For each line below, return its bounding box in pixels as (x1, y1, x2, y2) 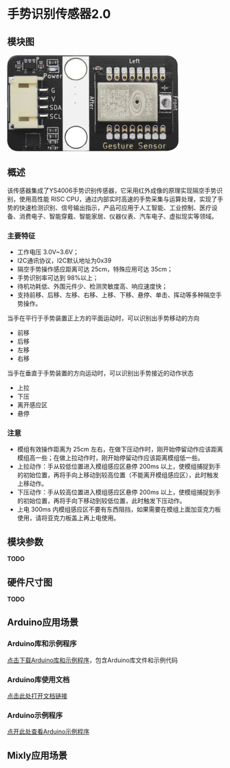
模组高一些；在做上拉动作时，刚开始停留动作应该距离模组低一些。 (16, 454, 204, 462)
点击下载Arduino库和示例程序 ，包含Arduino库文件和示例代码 (7, 656, 179, 664)
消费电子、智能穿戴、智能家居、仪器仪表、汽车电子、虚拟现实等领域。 (19, 212, 218, 220)
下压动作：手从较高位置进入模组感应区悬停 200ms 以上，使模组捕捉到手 (16, 488, 221, 496)
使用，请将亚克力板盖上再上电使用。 (16, 514, 120, 523)
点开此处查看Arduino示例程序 (7, 727, 90, 736)
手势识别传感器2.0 (7, 6, 111, 22)
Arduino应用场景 (7, 617, 79, 628)
